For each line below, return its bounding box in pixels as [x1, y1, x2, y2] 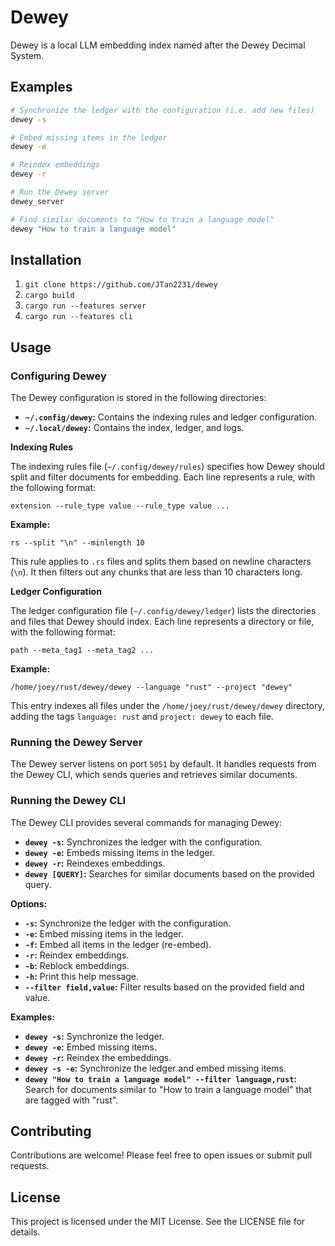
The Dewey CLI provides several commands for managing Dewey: [10, 816, 283, 828]
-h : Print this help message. [24, 970, 140, 982]
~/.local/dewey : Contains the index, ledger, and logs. [24, 422, 245, 433]
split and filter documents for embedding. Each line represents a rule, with [10, 471, 316, 483]
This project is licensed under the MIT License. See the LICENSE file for [10, 1216, 306, 1228]
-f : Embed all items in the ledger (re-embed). [24, 938, 212, 950]
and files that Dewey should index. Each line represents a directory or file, [10, 616, 315, 627]
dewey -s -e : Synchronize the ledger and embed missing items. [24, 1062, 287, 1074]
